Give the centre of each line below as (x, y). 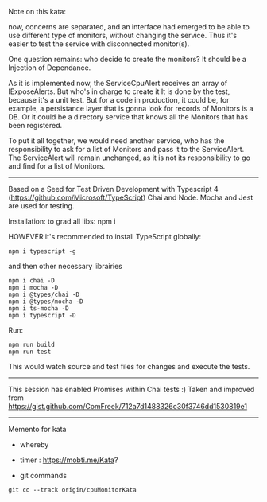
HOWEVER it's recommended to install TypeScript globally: (105, 237)
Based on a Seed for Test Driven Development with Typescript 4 (113, 189)
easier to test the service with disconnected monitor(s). (99, 44)
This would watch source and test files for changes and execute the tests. (129, 366)
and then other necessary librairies (66, 266)
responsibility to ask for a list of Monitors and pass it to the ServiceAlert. (126, 149)
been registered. (35, 125)
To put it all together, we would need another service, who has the (116, 141)
